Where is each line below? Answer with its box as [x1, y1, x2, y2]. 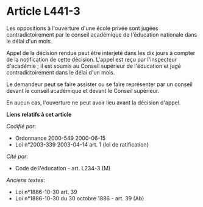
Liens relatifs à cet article [6, 111, 72, 118]
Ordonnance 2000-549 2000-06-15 [15, 134, 106, 142]
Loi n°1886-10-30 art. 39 [15, 188, 77, 195]
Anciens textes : [6, 176, 46, 184]
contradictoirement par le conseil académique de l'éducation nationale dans [6, 31, 198, 38]
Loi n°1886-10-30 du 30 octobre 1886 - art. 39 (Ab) [15, 194, 144, 202]
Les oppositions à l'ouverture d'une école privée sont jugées [6, 24, 158, 32]
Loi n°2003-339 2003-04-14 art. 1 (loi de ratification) [15, 140, 149, 148]
